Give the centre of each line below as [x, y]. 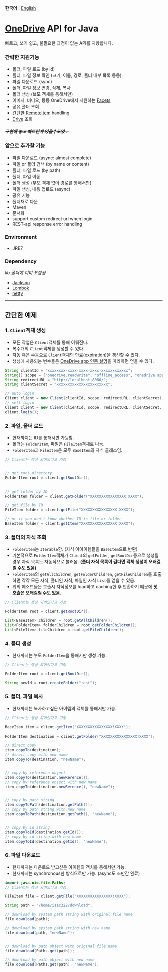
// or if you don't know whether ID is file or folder [63, 519]
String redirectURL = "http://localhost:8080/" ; [57, 380]
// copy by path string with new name [45, 809]
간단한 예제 [21, 315]
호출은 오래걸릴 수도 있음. [37, 593]
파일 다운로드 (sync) [32, 82]
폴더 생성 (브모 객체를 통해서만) [43, 94]
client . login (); [22, 412]
